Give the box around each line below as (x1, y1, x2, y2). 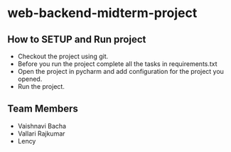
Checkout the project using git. (17, 52, 109, 60)
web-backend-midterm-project (7, 5, 198, 21)
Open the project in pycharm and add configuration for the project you (17, 67, 224, 75)
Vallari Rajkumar (17, 129, 65, 138)
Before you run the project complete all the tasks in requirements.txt (17, 60, 218, 68)
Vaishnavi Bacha (17, 121, 66, 130)
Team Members (7, 103, 78, 115)
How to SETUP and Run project (7, 33, 146, 45)
